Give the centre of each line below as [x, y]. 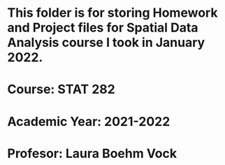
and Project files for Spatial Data [103, 28]
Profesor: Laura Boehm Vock [92, 153]
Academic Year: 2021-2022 [89, 121]
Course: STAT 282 [61, 89]
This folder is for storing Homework [112, 13]
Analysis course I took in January [106, 43]
